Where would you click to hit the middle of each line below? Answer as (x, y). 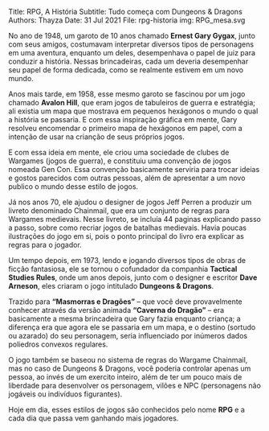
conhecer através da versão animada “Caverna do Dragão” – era (116, 310)
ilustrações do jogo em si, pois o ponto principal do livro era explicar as (126, 236)
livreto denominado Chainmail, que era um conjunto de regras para (119, 211)
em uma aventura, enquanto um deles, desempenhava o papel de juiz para (132, 53)
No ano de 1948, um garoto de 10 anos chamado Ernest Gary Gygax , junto (132, 36)
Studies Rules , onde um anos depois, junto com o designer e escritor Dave (133, 277)
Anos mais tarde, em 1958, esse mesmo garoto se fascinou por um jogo (127, 94)
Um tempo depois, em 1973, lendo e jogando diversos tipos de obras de (127, 260)
